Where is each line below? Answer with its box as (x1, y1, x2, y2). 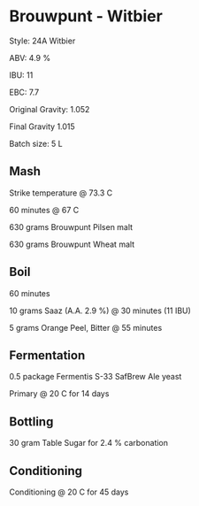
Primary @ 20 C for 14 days (9, 388, 110, 399)
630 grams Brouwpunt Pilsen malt (9, 221, 134, 232)
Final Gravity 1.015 (9, 121, 75, 132)
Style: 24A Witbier (9, 35, 76, 46)
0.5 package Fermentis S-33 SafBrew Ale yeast (9, 372, 182, 382)
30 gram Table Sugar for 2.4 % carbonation (9, 438, 169, 448)
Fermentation (9, 348, 86, 363)
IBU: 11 (9, 69, 34, 80)
